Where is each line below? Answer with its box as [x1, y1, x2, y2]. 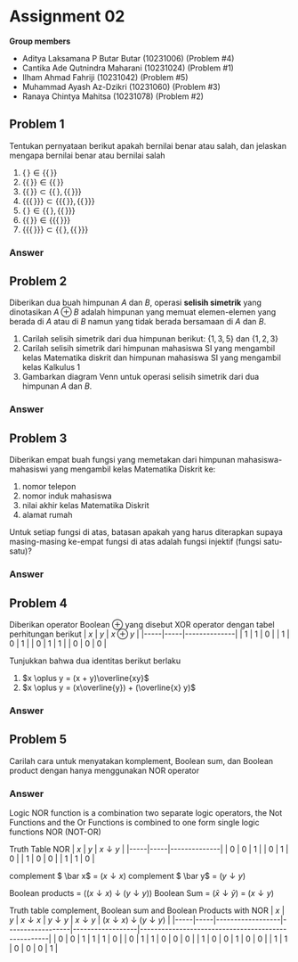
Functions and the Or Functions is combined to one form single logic [9, 817, 260, 827]
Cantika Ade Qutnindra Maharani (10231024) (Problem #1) [21, 62, 234, 73]
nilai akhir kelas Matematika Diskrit [21, 500, 149, 511]
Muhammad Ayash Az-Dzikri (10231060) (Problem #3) [21, 81, 221, 92]
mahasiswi [9, 464, 49, 474]
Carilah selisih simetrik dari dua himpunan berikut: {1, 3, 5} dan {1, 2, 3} [21, 333, 278, 344]
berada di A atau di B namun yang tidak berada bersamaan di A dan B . [9, 317, 267, 327]
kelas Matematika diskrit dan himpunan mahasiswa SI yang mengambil [21, 352, 282, 363]
